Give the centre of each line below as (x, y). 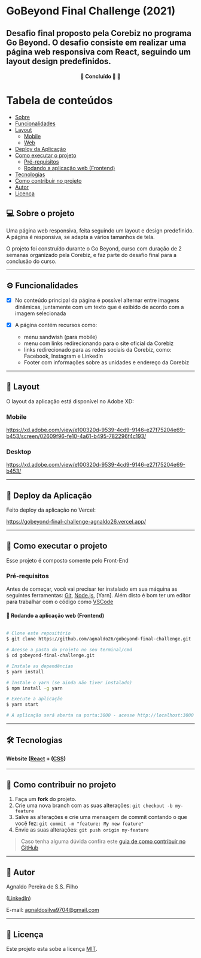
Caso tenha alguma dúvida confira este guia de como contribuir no (103, 841)
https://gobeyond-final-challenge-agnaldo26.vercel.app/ (76, 522)
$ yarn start (22, 705)
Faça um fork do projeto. (45, 799)
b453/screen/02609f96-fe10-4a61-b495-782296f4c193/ (76, 436)
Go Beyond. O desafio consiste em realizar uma (96, 42)
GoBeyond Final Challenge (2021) (91, 11)
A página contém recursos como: (56, 325)
